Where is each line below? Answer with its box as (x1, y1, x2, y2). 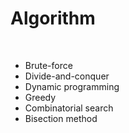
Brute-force (24, 59, 73, 71)
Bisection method (24, 112, 98, 124)
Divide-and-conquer (24, 70, 110, 82)
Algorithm (10, 7, 96, 30)
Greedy (24, 91, 57, 103)
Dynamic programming (24, 80, 120, 92)
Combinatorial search (24, 102, 114, 114)
